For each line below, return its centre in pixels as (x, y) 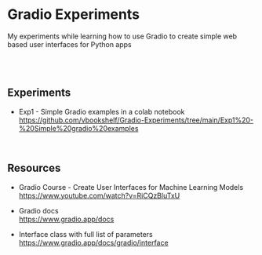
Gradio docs (39, 210)
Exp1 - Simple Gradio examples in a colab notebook (102, 111)
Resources (34, 168)
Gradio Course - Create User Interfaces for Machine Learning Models (131, 187)
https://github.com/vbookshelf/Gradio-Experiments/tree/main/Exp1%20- (136, 120)
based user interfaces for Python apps (69, 44)
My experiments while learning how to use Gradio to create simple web (122, 36)
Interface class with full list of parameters (86, 234)
